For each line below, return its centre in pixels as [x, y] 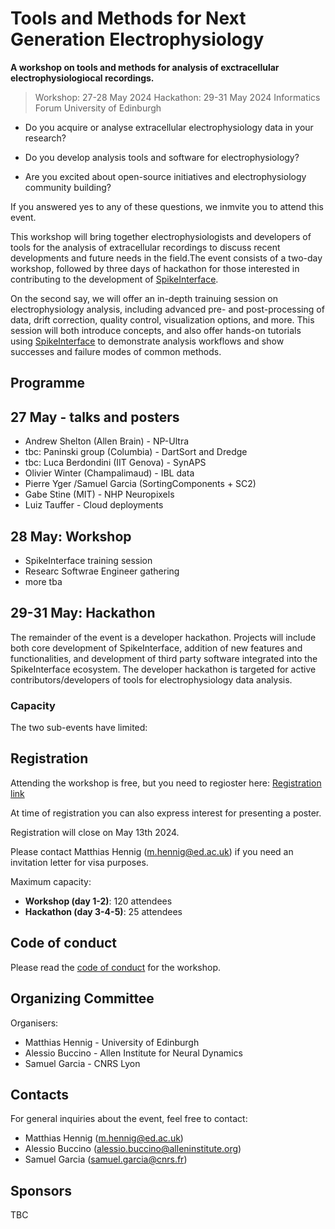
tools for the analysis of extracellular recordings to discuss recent [145, 247]
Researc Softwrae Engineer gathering [102, 571]
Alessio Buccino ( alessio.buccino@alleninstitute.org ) [133, 1149]
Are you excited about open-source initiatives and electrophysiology [165, 176]
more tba [43, 581]
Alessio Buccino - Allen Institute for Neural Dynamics [133, 1053]
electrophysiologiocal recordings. [82, 78]
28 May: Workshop [71, 536]
